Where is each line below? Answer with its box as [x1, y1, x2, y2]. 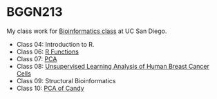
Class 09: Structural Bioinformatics [16, 76, 116, 85]
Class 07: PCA [16, 54, 57, 63]
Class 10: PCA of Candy [16, 84, 84, 92]
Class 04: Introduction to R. [16, 40, 95, 48]
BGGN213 [6, 4, 63, 20]
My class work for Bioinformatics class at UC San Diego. [6, 27, 167, 35]
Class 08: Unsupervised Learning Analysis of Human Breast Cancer [16, 62, 210, 70]
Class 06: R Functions [16, 47, 79, 56]
